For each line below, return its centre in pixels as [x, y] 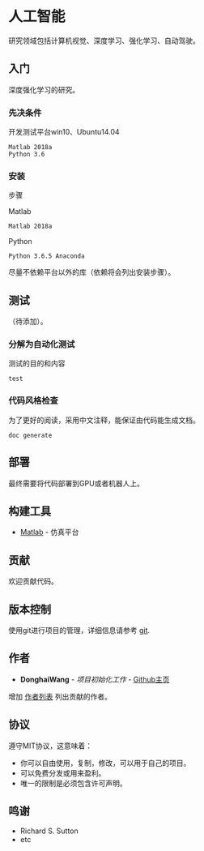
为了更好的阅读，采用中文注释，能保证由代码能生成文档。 [104, 420]
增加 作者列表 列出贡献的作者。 [60, 696]
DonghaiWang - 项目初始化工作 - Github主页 [95, 679]
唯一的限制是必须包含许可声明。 [73, 783]
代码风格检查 [34, 400]
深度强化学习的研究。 [44, 89]
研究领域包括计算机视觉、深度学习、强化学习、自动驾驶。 [104, 41]
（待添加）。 [28, 322]
